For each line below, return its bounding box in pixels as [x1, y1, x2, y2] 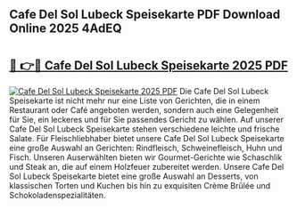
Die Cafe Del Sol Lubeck [179, 86, 269, 96]
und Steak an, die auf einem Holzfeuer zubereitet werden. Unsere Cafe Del [9, 162, 285, 172]
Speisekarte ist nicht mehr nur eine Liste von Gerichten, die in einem [9, 95, 260, 106]
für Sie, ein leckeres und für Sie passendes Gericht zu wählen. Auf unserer [9, 115, 284, 125]
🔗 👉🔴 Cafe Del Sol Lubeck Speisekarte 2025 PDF [9, 58, 288, 73]
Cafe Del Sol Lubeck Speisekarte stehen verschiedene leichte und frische [9, 124, 280, 134]
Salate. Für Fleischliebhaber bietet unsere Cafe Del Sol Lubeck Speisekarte [9, 133, 285, 143]
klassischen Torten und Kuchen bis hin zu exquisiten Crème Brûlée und [9, 181, 271, 190]
